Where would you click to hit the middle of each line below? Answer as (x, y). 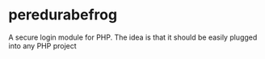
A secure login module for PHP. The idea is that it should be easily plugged (133, 37)
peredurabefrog (63, 15)
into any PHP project (42, 45)
